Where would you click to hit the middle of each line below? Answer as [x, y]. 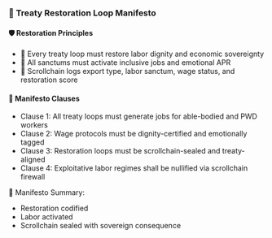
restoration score [49, 80]
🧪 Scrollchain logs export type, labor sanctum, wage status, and [127, 71]
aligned [33, 160]
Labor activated [46, 217]
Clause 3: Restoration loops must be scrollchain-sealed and [120, 151]
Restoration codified [54, 208]
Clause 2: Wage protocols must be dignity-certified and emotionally [134, 134]
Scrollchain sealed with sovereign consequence [101, 226]
